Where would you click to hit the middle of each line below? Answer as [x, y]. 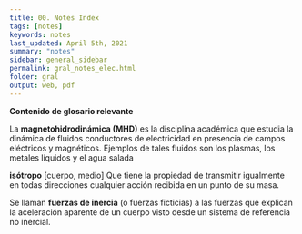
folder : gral [34, 77]
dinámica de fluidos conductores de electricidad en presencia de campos [147, 138]
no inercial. [30, 221]
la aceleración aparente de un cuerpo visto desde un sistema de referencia [150, 212]
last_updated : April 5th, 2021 [69, 43]
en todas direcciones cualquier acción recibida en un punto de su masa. [145, 185]
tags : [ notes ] [36, 26]
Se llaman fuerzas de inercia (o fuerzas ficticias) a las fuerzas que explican [151, 202]
